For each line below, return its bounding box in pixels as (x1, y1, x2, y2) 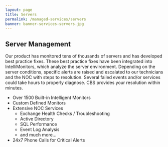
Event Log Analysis (20, 126, 60, 132)
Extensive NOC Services (12, 105, 64, 111)
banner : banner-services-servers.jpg (5, 21, 84, 26)
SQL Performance (20, 121, 57, 127)
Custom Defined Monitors (12, 100, 66, 106)
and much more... (20, 132, 57, 138)
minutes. (5, 85, 24, 91)
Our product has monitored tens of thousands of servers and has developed (5, 53, 162, 59)
